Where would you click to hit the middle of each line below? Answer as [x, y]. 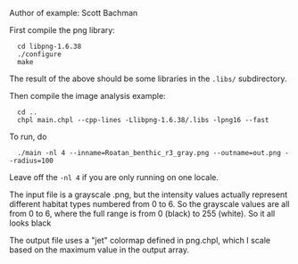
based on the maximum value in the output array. [99, 250]
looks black [30, 223]
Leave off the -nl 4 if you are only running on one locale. [114, 177]
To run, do [28, 136]
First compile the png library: [62, 30]
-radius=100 [31, 161]
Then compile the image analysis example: [88, 96]
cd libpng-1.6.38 [50, 46]
